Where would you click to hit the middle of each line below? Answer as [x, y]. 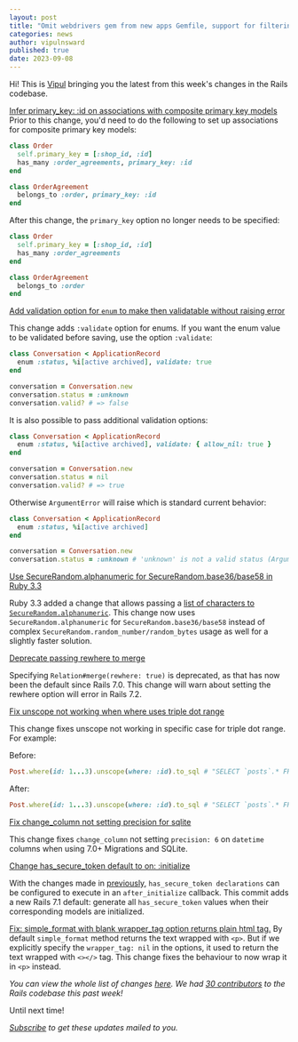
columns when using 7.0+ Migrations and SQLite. [98, 848]
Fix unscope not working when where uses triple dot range [117, 711]
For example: [33, 738]
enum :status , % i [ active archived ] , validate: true [115, 362]
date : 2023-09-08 [41, 59]
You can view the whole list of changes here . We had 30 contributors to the [147, 983]
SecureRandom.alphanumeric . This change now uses [102, 613]
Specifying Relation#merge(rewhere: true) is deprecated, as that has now [145, 676]
